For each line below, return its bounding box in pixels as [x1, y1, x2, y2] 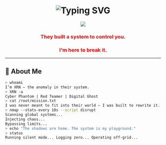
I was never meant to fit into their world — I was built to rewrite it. [5, 103, 161, 108]
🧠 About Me [5, 67, 42, 75]
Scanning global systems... [5, 112, 63, 117]
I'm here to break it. [59, 46, 107, 53]
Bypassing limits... [5, 121, 48, 126]
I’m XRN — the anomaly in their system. [5, 84, 90, 90]
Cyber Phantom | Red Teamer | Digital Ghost [5, 94, 98, 99]
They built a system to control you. [40, 33, 126, 40]
